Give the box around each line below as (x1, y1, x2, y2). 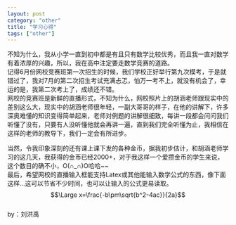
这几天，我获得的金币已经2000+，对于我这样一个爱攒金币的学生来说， (19, 153, 224, 162)
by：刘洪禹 (7, 210, 40, 219)
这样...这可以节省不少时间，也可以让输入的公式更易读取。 (7, 179, 173, 188)
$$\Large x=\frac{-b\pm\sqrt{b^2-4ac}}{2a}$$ (50, 191, 186, 199)
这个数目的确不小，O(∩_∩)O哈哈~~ (7, 162, 109, 170)
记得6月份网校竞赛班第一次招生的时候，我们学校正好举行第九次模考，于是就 (7, 67, 227, 76)
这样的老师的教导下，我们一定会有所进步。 (7, 129, 131, 138)
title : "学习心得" (7, 23, 58, 30)
